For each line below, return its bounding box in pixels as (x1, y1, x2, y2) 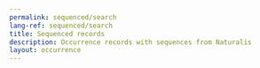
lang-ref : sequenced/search (9, 21, 114, 30)
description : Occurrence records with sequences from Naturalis (9, 37, 252, 47)
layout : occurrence (9, 46, 82, 55)
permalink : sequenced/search (9, 12, 117, 22)
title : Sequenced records (9, 29, 105, 38)
